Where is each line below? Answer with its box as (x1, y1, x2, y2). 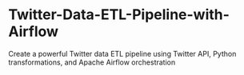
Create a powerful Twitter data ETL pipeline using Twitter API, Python (8, 49, 237, 58)
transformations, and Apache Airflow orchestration (8, 57, 176, 67)
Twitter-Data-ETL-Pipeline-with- (8, 6, 230, 24)
